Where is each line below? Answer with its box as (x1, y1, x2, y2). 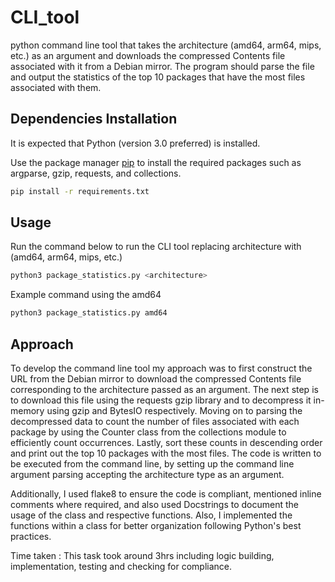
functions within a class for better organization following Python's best (10, 520, 302, 531)
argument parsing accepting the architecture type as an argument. (10, 469, 285, 480)
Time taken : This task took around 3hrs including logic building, (10, 550, 275, 561)
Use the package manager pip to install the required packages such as (10, 156, 302, 168)
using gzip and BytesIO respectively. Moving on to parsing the (46, 405, 303, 416)
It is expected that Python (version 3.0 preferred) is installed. (10, 137, 261, 149)
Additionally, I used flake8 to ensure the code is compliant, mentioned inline (10, 488, 322, 500)
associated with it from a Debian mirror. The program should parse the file (10, 60, 315, 72)
